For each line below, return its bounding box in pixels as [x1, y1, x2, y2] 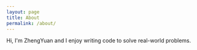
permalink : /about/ [6, 20, 56, 26]
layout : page [6, 9, 40, 15]
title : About [6, 15, 40, 21]
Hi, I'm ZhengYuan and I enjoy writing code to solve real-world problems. [6, 37, 191, 45]
